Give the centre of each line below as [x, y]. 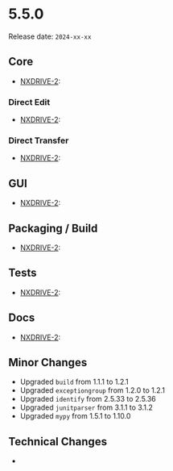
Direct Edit [29, 102]
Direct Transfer [39, 140]
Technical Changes [58, 442]
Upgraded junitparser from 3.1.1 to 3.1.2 [86, 407]
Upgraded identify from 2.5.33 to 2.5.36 [88, 399]
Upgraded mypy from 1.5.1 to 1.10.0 [75, 416]
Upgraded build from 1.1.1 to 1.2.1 [74, 382]
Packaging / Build [53, 228]
